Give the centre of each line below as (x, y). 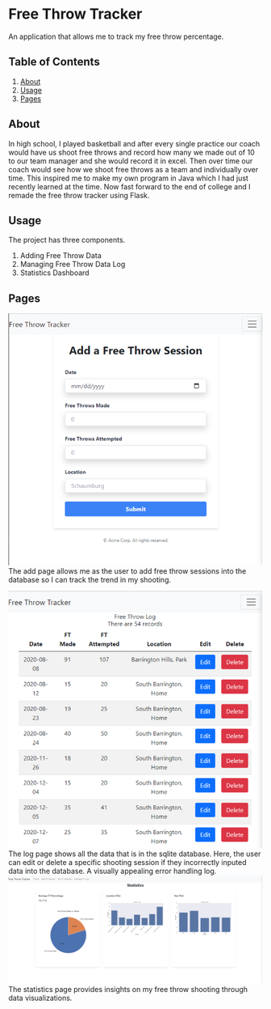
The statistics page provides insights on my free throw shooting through (128, 989)
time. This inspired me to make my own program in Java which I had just (128, 178)
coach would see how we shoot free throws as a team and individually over (133, 169)
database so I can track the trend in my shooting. (90, 580)
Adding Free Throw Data (61, 256)
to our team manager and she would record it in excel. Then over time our (131, 161)
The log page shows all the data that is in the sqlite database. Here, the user (135, 854)
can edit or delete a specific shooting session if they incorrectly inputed (127, 863)
